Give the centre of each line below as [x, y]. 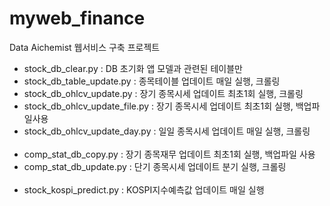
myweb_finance [77, 18]
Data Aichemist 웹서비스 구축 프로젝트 [85, 47]
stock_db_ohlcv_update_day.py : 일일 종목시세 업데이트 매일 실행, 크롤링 [167, 131]
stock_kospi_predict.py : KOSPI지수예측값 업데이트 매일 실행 [144, 189]
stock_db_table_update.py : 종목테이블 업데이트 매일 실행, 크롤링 [152, 81]
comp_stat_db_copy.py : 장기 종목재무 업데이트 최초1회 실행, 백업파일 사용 [169, 154]
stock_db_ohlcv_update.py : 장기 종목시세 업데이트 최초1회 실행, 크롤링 [163, 93]
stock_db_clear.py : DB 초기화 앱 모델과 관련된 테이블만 [133, 68]
